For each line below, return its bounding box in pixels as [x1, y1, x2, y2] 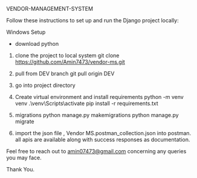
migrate [15, 118, 34, 125]
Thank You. [6, 166, 35, 173]
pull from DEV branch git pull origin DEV [15, 70, 115, 77]
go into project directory [15, 81, 76, 89]
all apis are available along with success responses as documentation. [15, 136, 190, 143]
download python [15, 40, 59, 47]
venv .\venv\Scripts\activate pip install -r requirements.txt [15, 100, 158, 107]
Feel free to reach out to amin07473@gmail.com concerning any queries [6, 148, 187, 154]
